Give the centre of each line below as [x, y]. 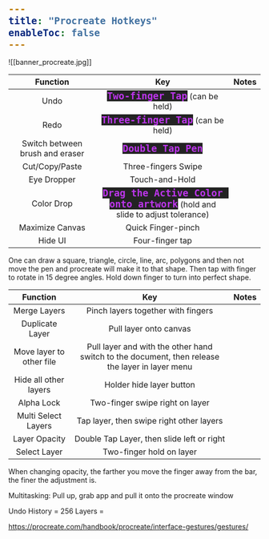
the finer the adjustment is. [53, 480]
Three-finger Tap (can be [163, 120]
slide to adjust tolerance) [163, 214]
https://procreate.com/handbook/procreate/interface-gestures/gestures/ [128, 527]
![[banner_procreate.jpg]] [50, 62]
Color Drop [52, 203]
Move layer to [39, 352]
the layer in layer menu [150, 366]
